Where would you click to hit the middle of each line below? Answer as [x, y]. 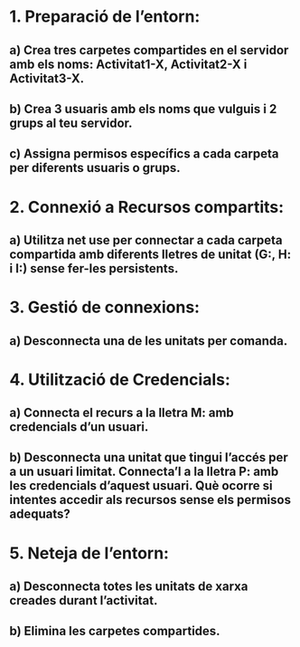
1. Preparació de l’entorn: [105, 17]
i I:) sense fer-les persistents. [94, 268]
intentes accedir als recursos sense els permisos [150, 500]
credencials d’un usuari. [79, 427]
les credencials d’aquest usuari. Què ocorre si [141, 486]
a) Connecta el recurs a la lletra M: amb [122, 413]
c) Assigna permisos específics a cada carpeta [144, 154]
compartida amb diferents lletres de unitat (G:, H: [150, 254]
